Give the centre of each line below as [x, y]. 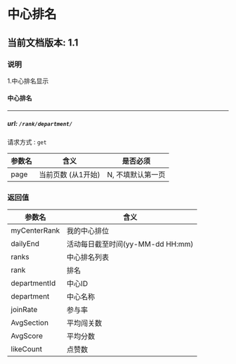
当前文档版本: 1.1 [43, 43]
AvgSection [30, 323]
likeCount [26, 349]
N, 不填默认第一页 [136, 175]
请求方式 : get [27, 142]
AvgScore [27, 336]
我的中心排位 [88, 231]
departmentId [33, 283]
